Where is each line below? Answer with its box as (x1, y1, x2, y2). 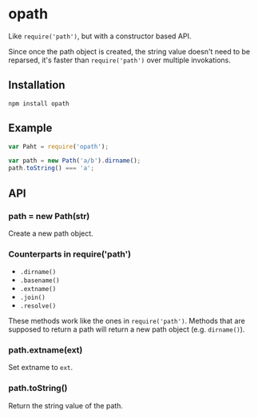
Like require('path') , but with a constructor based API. (8, 31, 192, 41)
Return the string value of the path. (8, 400, 124, 410)
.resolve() (19, 302, 57, 310)
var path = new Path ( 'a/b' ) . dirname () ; (8, 157, 141, 165)
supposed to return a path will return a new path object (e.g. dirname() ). (8, 324, 245, 334)
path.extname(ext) (8, 344, 83, 356)
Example (8, 121, 53, 135)
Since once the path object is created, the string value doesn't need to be (8, 46, 250, 56)
